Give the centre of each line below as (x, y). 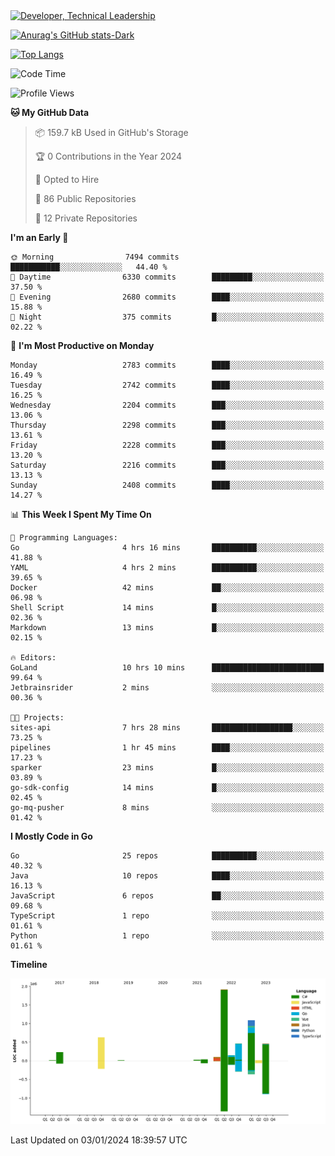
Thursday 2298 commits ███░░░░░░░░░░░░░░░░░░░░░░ (167, 425)
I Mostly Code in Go (51, 836)
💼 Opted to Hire (67, 179)
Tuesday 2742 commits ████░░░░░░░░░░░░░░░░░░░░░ (167, 385)
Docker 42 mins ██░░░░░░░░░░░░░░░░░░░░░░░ (167, 588)
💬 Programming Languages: (64, 538)
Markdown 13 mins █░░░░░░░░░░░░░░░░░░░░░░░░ (167, 628)
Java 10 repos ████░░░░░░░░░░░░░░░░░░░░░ (167, 876)
